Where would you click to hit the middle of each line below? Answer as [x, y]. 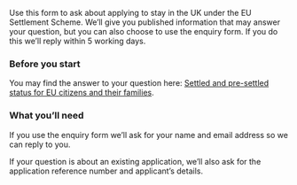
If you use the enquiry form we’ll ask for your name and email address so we [148, 135]
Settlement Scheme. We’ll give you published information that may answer [145, 22]
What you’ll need [47, 116]
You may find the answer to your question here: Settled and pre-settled [139, 83]
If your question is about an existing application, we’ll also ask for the [135, 161]
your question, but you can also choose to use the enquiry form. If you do [144, 31]
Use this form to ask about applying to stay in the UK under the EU [131, 13]
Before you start [45, 64]
